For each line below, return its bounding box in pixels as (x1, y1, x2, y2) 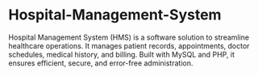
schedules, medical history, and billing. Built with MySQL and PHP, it (8, 49, 235, 59)
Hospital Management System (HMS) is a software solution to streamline (8, 32, 250, 42)
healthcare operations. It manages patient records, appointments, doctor (8, 40, 250, 50)
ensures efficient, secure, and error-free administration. (8, 58, 193, 68)
